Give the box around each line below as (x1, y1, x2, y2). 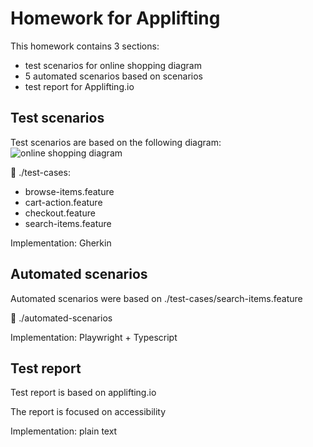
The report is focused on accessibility (10, 406, 167, 418)
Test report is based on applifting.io (10, 387, 157, 399)
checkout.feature (24, 207, 96, 219)
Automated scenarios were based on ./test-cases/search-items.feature (10, 292, 303, 304)
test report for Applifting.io (24, 80, 135, 92)
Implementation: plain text (10, 425, 118, 437)
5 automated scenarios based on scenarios (24, 70, 203, 82)
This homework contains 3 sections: (10, 40, 160, 52)
